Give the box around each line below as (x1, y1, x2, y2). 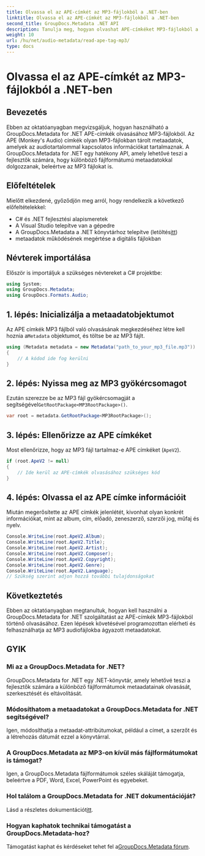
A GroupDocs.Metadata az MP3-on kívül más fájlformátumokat (6, 748, 198, 756)
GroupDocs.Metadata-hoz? (6, 829, 90, 838)
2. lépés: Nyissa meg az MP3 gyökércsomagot (6, 378, 187, 388)
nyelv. (6, 522, 21, 529)
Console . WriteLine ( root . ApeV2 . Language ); (6, 568, 114, 574)
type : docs (6, 44, 34, 50)
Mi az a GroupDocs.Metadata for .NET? (6, 662, 125, 671)
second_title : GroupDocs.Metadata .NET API (6, 20, 119, 26)
